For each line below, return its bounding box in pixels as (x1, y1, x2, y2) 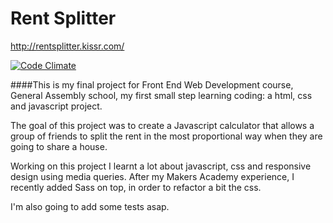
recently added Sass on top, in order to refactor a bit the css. (10, 181, 262, 193)
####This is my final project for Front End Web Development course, (10, 78, 294, 91)
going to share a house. (10, 140, 108, 152)
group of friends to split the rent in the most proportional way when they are (10, 130, 323, 142)
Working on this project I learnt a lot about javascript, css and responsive (10, 160, 312, 172)
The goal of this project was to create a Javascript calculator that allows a (10, 119, 315, 131)
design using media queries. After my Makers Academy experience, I (10, 170, 295, 182)
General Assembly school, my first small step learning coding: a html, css (10, 89, 313, 101)
